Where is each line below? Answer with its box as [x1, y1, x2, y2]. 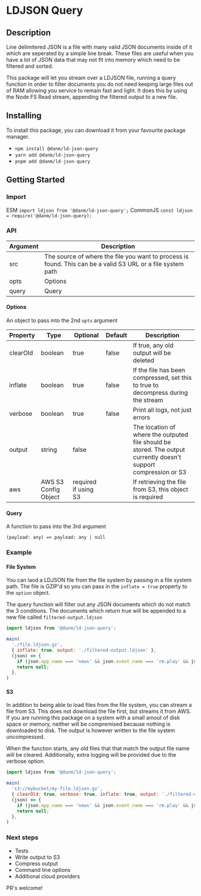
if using [72, 486, 94, 493]
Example [6, 549, 32, 557]
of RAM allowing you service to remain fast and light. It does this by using [6, 87, 187, 94]
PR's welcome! [6, 884, 43, 891]
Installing [6, 110, 42, 121]
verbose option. [6, 757, 45, 765]
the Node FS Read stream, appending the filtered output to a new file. [6, 94, 178, 100]
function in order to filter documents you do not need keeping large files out [6, 80, 193, 88]
